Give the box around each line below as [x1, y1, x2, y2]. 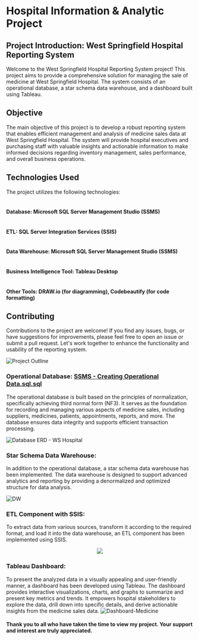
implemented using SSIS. [6, 536, 68, 543]
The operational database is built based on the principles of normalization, [6, 393, 188, 401]
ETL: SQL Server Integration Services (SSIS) [6, 228, 117, 235]
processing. [6, 425, 36, 432]
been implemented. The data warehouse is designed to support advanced [6, 471, 187, 478]
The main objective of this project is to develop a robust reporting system [6, 124, 186, 131]
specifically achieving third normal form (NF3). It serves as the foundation [6, 399, 187, 406]
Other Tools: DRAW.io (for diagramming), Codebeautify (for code [6, 288, 170, 295]
